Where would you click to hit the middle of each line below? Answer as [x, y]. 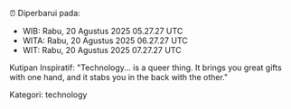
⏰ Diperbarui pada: [45, 13]
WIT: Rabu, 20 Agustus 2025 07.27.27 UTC [102, 50]
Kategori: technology [48, 95]
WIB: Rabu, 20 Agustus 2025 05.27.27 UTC [103, 31]
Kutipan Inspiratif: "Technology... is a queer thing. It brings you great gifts [145, 68]
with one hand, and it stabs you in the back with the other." [119, 77]
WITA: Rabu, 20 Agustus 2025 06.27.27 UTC [105, 41]
